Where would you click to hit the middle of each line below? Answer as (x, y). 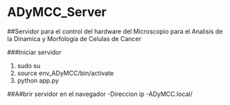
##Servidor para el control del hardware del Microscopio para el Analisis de (115, 31)
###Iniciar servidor (35, 52)
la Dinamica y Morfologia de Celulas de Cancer (74, 38)
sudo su (29, 65)
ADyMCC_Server (57, 12)
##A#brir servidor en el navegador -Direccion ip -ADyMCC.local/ (100, 94)
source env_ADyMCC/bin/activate (65, 73)
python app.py (38, 80)
